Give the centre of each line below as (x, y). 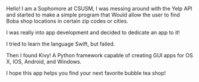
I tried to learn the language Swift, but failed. (61, 44)
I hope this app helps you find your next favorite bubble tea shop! (86, 73)
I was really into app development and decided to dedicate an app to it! (93, 32)
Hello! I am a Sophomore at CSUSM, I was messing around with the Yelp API (99, 9)
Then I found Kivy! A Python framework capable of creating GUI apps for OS (99, 55)
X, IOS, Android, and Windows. (44, 62)
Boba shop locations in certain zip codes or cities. (67, 21)
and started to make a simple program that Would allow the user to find (93, 15)
